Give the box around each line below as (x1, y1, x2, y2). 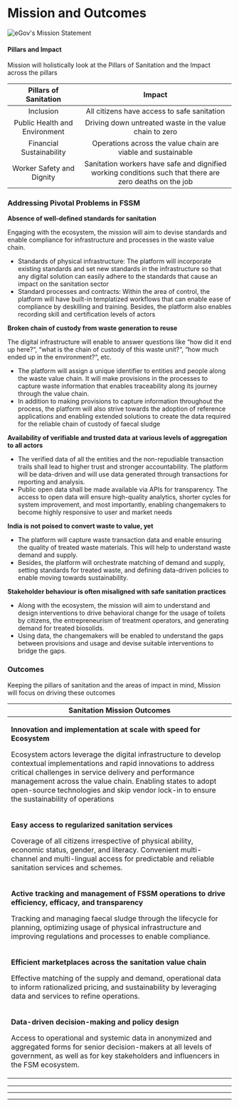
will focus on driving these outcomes (7, 688, 116, 697)
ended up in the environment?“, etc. (7, 353, 112, 362)
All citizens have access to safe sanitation (85, 106, 225, 116)
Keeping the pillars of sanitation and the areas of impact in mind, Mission (7, 680, 221, 689)
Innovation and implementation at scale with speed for (11, 724, 201, 734)
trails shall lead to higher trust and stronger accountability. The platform (17, 462, 228, 471)
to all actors (7, 441, 43, 450)
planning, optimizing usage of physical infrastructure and (11, 922, 201, 932)
